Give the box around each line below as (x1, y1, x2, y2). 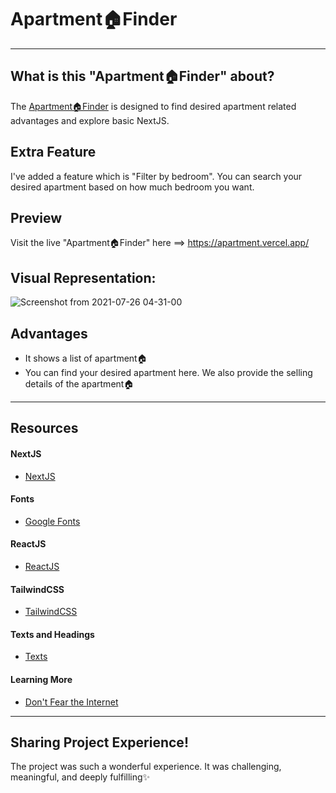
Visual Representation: (10, 269, 157, 286)
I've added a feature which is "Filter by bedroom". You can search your (10, 170, 303, 182)
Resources (10, 420, 79, 437)
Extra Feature (10, 144, 97, 161)
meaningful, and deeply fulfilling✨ (10, 771, 151, 783)
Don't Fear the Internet (24, 696, 119, 708)
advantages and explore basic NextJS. (10, 114, 170, 126)
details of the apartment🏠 (24, 378, 135, 390)
